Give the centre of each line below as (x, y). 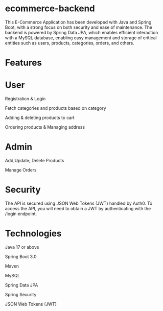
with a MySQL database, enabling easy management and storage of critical (81, 38)
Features (23, 63)
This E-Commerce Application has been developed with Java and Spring (78, 22)
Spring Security (21, 294)
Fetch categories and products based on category (56, 108)
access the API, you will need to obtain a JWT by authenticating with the (78, 208)
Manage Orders (21, 170)
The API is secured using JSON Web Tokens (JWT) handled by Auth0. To (79, 203)
